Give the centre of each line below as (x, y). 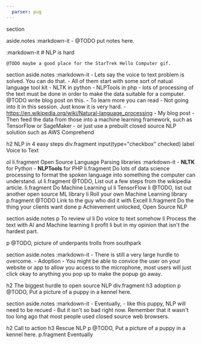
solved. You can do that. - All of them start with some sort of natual (90, 81)
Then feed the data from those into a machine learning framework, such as (99, 119)
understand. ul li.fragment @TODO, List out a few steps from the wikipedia (99, 181)
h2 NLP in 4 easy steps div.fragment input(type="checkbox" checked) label (100, 144)
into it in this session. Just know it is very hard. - (66, 107)
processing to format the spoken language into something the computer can (101, 175)
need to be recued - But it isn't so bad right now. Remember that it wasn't (97, 310)
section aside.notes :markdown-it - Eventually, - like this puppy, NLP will (96, 303)
